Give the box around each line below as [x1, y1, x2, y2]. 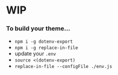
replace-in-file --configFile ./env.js [14, 64, 113, 70]
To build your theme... [6, 25, 70, 33]
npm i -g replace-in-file [14, 45, 78, 51]
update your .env [14, 50, 56, 57]
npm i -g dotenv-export [14, 39, 73, 45]
